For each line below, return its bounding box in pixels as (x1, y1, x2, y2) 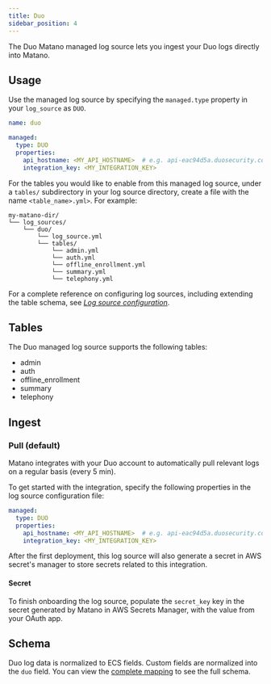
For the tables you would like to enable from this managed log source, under (8, 178, 262, 188)
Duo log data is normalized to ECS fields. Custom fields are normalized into (8, 658, 258, 668)
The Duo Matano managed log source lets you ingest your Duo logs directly (8, 41, 260, 51)
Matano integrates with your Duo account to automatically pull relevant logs (8, 458, 260, 468)
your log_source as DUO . (8, 103, 86, 113)
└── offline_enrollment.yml (51, 260, 147, 269)
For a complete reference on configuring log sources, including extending (8, 288, 253, 299)
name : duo (8, 119, 42, 128)
